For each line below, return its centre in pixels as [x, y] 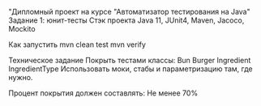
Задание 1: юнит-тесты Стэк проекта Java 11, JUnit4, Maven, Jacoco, [126, 20]
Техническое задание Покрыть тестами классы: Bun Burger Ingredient [130, 60]
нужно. [21, 77]
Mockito [22, 29]
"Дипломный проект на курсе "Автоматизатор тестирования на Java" [130, 12]
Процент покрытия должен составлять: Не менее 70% [103, 93]
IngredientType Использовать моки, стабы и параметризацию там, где [130, 69]
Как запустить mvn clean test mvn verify [77, 45]
